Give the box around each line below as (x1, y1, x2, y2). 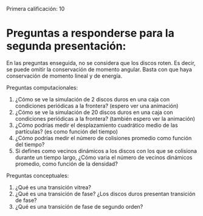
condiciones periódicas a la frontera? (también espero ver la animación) (15, 115, 196, 122)
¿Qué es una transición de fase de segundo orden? (15, 203, 143, 210)
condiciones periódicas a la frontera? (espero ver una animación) (15, 102, 179, 109)
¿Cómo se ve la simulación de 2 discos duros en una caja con (15, 95, 170, 103)
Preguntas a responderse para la (6, 27, 174, 40)
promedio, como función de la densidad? (15, 160, 119, 167)
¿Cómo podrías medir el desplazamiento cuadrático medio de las (15, 121, 178, 129)
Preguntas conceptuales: (6, 172, 69, 179)
